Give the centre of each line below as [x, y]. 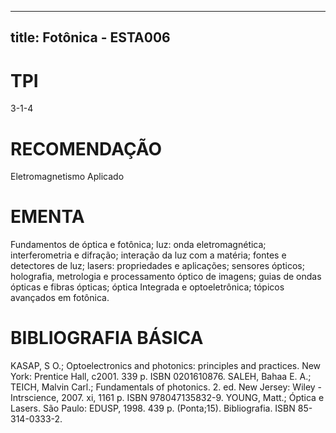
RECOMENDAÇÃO [86, 148]
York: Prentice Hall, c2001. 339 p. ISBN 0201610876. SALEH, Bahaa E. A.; [161, 377]
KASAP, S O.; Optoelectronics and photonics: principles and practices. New [166, 366]
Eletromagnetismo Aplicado [67, 177]
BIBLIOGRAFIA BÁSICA [107, 338]
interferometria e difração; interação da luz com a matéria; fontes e [148, 255]
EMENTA [47, 217]
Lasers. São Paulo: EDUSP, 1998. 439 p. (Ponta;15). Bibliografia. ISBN [153, 408]
